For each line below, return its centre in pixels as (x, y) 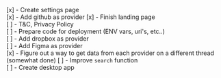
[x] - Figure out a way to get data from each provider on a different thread (110, 53)
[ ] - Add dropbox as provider (48, 39)
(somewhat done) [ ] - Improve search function (72, 60)
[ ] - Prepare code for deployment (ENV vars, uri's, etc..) (86, 31)
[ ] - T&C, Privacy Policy (40, 24)
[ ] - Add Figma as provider (44, 46)
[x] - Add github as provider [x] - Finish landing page (81, 17)
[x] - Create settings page (43, 10)
